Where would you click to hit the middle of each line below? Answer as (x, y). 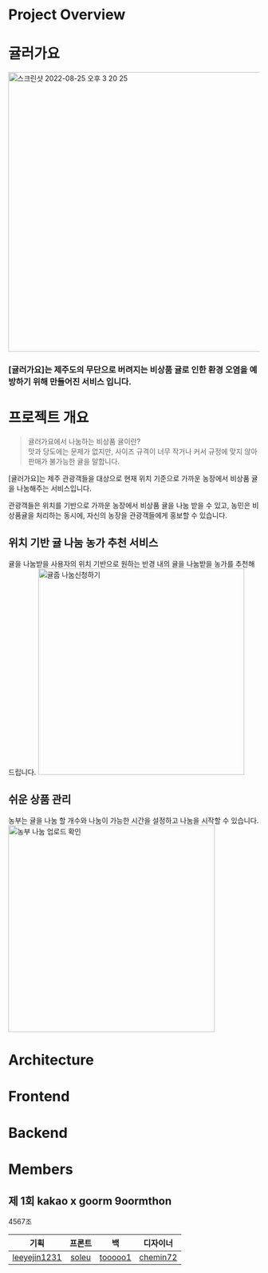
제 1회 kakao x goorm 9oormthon (90, 1201)
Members (41, 1170)
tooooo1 (115, 1258)
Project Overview (67, 15)
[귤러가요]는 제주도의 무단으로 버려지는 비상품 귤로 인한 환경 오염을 (128, 370)
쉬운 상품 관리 (40, 800)
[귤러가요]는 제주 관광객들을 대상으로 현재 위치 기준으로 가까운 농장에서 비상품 (129, 478)
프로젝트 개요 (49, 418)
